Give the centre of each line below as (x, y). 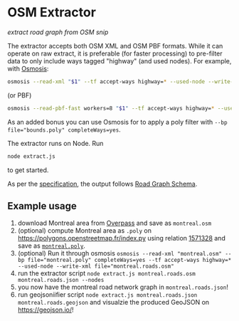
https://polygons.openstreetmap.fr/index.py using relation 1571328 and (121, 238)
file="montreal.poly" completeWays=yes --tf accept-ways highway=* (129, 261)
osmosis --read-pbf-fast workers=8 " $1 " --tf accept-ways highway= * (111, 108)
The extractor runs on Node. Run (55, 143)
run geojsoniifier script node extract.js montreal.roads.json (107, 295)
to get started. (28, 170)
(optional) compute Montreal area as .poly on (84, 231)
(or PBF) (20, 95)
